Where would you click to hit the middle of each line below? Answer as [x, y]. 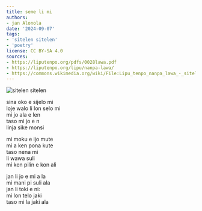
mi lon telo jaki [24, 195]
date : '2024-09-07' [31, 29]
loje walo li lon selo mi [33, 108]
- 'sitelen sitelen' [32, 40]
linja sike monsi [25, 127]
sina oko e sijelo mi [30, 102]
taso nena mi [22, 152]
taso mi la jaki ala [28, 202]
